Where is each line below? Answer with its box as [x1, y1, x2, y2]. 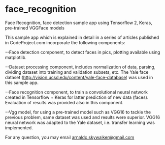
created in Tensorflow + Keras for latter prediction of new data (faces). [5, 94, 149, 100]
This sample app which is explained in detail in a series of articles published [5, 34, 159, 40]
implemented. [5, 124, 33, 131]
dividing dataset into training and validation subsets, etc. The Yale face [5, 69, 149, 75]
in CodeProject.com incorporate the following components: [5, 39, 126, 45]
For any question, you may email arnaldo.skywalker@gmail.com [5, 134, 134, 140]
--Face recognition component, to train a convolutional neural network [5, 89, 148, 95]
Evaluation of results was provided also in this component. [5, 99, 124, 105]
